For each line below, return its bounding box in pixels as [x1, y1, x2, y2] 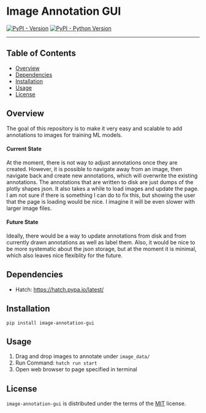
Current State [6, 145, 42, 153]
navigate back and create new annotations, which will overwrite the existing [6, 172, 198, 179]
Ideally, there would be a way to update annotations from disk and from [6, 232, 187, 239]
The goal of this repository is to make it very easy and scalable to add [6, 125, 183, 132]
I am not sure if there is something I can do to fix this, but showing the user [6, 191, 196, 199]
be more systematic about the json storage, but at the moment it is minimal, [6, 245, 197, 252]
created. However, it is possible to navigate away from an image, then [6, 165, 183, 172]
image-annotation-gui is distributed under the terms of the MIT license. [6, 400, 186, 407]
